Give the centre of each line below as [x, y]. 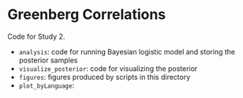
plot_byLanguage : [47, 85]
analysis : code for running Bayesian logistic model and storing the [127, 51]
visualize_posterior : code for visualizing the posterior [108, 68]
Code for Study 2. [36, 36]
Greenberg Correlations [87, 15]
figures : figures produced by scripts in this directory [105, 77]
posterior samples [48, 60]
